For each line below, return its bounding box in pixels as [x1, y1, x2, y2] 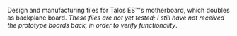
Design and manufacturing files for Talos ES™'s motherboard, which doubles [7, 6, 230, 14]
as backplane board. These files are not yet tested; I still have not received [7, 13, 225, 22]
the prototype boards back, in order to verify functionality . [7, 21, 178, 29]
